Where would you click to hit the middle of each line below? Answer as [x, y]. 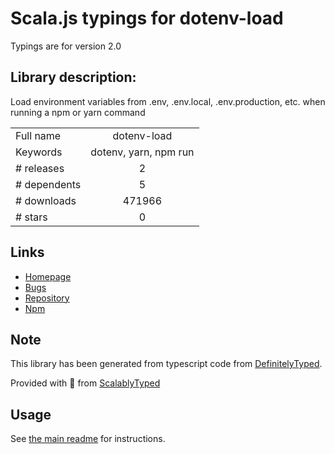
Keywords [39, 152]
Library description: [73, 77]
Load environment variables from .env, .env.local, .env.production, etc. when [168, 101]
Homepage [48, 276]
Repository [47, 298]
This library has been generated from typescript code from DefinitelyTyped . [166, 364]
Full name [38, 135]
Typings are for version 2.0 [66, 46]
